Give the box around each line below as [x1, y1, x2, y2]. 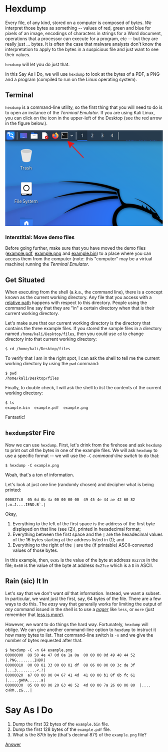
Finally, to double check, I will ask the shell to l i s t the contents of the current [5, 385, 161, 391]
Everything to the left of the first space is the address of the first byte [12, 520, 155, 527]
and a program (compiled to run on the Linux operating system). [5, 76, 137, 82]
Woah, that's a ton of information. [5, 472, 74, 478]
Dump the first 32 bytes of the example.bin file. [12, 721, 109, 727]
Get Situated [5, 275, 45, 284]
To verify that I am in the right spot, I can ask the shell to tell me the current [5, 355, 160, 361]
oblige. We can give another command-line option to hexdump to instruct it [5, 627, 156, 633]
